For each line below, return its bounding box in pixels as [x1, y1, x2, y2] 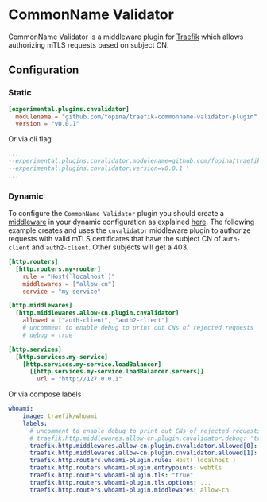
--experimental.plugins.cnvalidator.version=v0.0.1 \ [8, 164, 191, 172]
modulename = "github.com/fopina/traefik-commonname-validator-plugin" [15, 113, 258, 121]
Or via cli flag [8, 134, 52, 144]
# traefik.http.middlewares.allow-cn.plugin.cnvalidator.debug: [29, 434, 247, 442]
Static [8, 87, 32, 98]
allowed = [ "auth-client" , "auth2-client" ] [22, 316, 169, 325]
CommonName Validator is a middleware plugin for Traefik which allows [8, 32, 244, 41]
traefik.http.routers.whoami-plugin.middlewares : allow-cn [29, 486, 229, 494]
